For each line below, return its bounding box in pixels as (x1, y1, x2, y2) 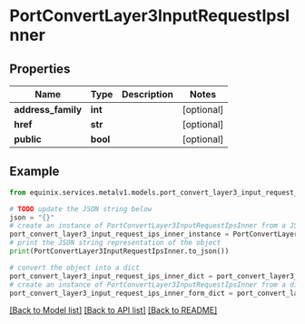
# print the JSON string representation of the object (9, 238, 221, 248)
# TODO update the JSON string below (9, 204, 152, 214)
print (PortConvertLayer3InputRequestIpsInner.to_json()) (9, 247, 230, 256)
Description (122, 88, 174, 100)
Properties (9, 61, 71, 76)
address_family (14, 104, 83, 116)
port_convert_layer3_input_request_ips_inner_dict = (9, 271, 213, 280)
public (14, 133, 43, 146)
